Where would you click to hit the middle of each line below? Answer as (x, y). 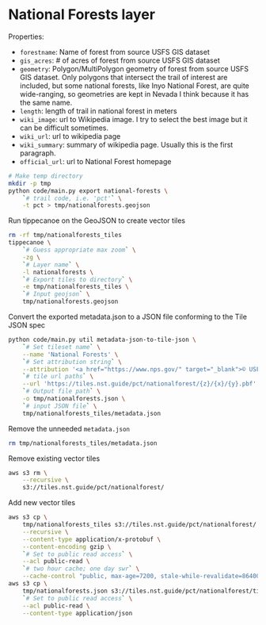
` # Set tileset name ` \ (62, 347)
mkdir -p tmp (30, 183)
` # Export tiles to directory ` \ (78, 279)
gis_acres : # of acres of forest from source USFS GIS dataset (120, 60)
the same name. (46, 102)
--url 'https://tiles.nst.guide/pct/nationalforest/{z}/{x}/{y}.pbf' (140, 384)
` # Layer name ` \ (51, 265)
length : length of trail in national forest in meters (98, 111)
